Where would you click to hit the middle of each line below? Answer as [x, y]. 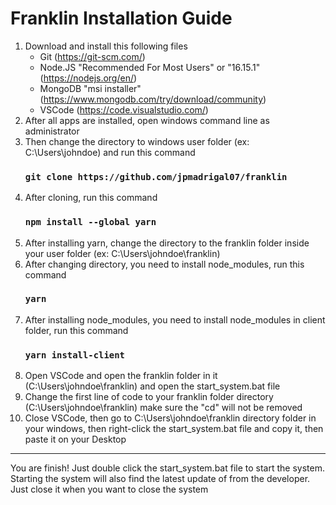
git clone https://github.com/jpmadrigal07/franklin [156, 176]
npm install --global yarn [90, 222]
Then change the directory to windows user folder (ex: [137, 141]
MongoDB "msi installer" [90, 88]
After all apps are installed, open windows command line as [147, 120]
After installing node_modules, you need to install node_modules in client [175, 319]
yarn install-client [74, 355]
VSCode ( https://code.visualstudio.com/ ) [124, 109]
